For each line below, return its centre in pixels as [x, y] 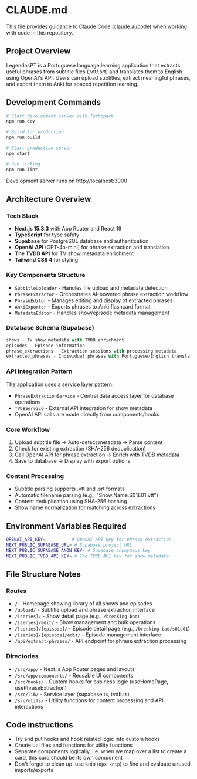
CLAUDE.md [37, 10]
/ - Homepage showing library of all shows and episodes [83, 604]
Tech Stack [23, 216]
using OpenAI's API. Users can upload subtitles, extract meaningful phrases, [98, 77]
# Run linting [23, 164]
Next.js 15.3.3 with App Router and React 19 [68, 229]
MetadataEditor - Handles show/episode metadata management [92, 313]
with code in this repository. [40, 32]
